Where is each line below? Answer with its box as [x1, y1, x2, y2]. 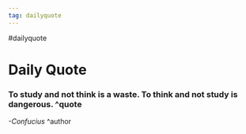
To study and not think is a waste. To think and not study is [8, 88, 238, 99]
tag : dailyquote [8, 11, 62, 20]
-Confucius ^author [8, 117, 72, 126]
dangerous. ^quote [8, 99, 82, 110]
